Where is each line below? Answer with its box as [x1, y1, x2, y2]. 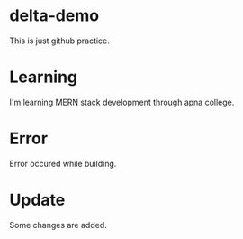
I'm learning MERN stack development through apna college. [9, 97, 235, 107]
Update [9, 190, 66, 210]
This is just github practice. [9, 35, 110, 46]
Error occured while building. [9, 158, 117, 169]
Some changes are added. [9, 219, 107, 230]
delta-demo [9, 5, 100, 26]
